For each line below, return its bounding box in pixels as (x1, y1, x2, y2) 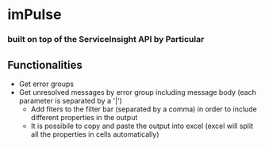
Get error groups (18, 79, 75, 89)
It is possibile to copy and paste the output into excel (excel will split (30, 121, 253, 130)
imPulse (7, 6, 62, 24)
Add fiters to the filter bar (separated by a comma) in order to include (30, 104, 257, 114)
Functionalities (7, 58, 83, 72)
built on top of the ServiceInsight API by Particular (7, 34, 205, 45)
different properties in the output (30, 112, 138, 122)
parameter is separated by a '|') (18, 96, 122, 105)
